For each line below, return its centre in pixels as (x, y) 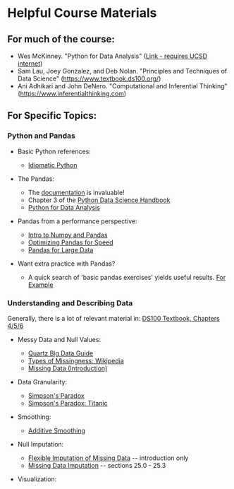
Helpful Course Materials (82, 13)
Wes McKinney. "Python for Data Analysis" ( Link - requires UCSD (112, 56)
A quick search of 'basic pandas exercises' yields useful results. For (127, 277)
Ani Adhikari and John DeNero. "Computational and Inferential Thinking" (122, 86)
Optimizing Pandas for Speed (71, 242)
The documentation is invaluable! (76, 192)
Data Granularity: (42, 382)
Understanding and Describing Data (70, 303)
